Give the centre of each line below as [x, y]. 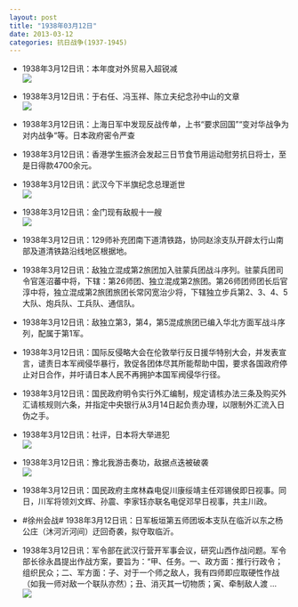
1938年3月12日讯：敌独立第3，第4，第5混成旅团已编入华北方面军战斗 [150, 322]
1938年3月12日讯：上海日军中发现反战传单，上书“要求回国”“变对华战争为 [155, 125]
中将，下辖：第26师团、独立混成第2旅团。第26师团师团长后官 [174, 281]
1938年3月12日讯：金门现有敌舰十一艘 [92, 212]
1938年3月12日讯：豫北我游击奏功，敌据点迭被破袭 [115, 463]
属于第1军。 [67, 334]
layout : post [33, 17]
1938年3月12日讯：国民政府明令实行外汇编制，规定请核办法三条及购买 [150, 393]
